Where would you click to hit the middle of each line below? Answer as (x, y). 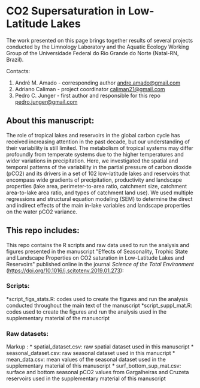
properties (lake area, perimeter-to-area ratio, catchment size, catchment (97, 186)
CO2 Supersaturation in (66, 11)
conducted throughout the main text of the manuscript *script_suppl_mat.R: (99, 305)
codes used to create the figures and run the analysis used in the (86, 312)
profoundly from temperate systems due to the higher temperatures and (95, 154)
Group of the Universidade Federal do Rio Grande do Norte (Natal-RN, (93, 53)
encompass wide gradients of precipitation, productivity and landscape (94, 180)
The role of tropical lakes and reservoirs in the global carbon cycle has (93, 135)
